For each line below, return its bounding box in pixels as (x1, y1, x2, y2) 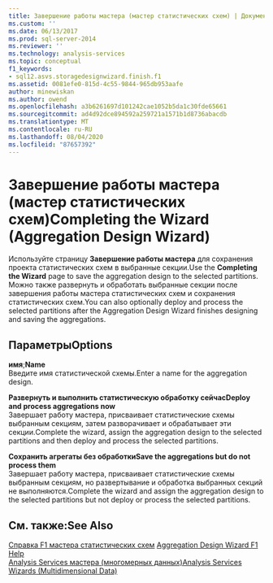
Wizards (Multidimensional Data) (8, 566, 118, 576)
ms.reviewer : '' (8, 42, 63, 50)
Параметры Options (8, 338, 113, 352)
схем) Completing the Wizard (8, 210, 210, 228)
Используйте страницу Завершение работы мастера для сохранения (8, 254, 253, 264)
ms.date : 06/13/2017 (8, 27, 79, 35)
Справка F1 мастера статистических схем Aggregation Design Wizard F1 (8, 540, 258, 550)
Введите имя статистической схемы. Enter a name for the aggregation (8, 368, 248, 378)
